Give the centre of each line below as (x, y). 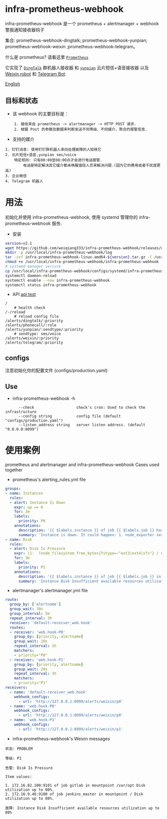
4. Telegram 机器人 (24, 181)
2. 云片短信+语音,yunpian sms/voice (41, 155)
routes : (18, 628)
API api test (24, 294)
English (13, 84)
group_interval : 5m (30, 614)
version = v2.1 (19, 243)
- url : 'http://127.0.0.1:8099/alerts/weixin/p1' (71, 729)
